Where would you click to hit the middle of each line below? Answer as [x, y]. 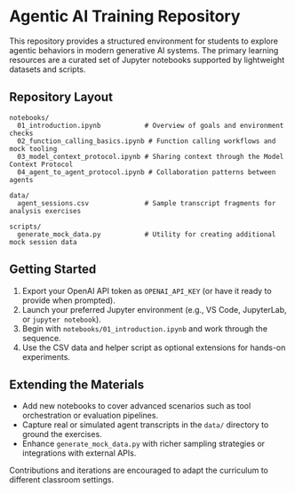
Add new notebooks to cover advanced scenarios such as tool [136, 406]
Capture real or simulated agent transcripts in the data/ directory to [145, 425]
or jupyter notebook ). [62, 319]
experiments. [46, 356]
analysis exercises [45, 211]
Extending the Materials [77, 384]
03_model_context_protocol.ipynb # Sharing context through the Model [151, 156]
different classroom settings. [61, 480]
